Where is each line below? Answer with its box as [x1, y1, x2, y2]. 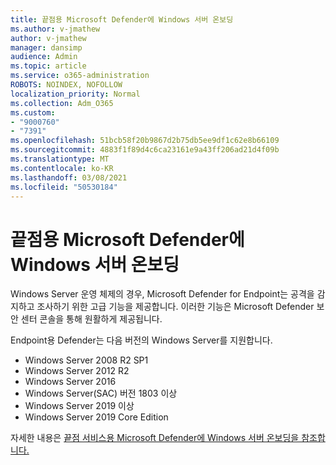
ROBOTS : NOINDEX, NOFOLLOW [10, 80, 123, 90]
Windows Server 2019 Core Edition [24, 411, 169, 423]
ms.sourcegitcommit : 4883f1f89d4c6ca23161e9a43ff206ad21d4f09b [10, 145, 280, 155]
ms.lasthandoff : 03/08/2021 [10, 172, 128, 183]
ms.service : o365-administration [10, 71, 150, 81]
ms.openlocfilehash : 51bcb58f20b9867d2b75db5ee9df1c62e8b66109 [10, 136, 280, 146]
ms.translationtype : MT [10, 154, 110, 164]
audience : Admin [10, 52, 78, 62]
